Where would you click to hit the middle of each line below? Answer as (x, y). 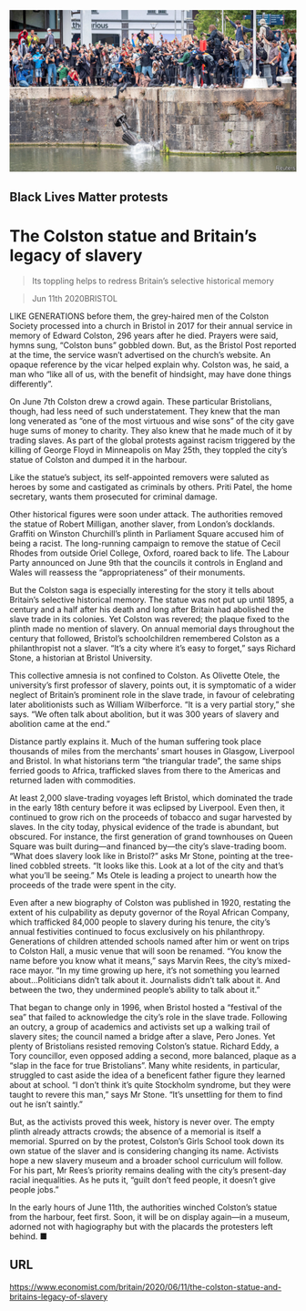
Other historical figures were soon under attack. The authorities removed (146, 514)
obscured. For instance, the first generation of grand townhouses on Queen (151, 836)
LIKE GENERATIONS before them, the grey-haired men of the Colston (139, 316)
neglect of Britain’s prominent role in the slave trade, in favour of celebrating (152, 694)
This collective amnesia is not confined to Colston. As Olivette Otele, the (145, 675)
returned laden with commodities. (73, 780)
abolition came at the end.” (60, 723)
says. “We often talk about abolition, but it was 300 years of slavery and (144, 714)
